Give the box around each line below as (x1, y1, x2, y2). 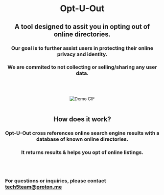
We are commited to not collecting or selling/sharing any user (7, 64, 158, 71)
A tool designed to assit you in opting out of (14, 22, 150, 31)
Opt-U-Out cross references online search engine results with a (5, 130, 160, 137)
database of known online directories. (36, 136, 129, 143)
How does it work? (53, 115, 112, 124)
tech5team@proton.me (5, 184, 62, 191)
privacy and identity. (57, 51, 108, 58)
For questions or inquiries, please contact (5, 177, 106, 184)
